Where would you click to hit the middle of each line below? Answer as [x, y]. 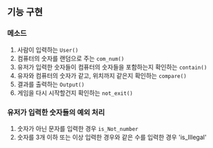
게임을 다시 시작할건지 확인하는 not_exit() [75, 93]
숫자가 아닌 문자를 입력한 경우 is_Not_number [78, 128]
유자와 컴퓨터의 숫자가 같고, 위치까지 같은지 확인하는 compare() [102, 75]
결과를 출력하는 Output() [51, 84]
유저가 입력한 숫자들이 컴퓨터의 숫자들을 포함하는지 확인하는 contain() [112, 67]
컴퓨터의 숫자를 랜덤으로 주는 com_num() [71, 58]
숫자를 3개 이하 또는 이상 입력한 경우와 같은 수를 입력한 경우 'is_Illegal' [112, 137]
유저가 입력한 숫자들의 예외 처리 [56, 112]
